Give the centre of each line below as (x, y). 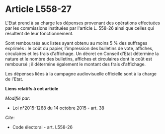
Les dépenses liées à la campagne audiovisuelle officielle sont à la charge (81, 73)
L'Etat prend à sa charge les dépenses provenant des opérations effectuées (83, 23)
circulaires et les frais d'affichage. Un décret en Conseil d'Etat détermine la (82, 54)
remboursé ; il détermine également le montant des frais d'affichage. (76, 64)
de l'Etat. (14, 79)
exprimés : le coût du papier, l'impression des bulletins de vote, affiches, (79, 48)
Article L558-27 (39, 9)
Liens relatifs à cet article (32, 88)
